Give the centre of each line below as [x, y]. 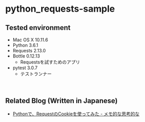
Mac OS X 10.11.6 [30, 40]
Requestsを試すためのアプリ [50, 62]
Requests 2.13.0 [29, 51]
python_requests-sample [60, 9]
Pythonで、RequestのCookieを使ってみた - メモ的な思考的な [76, 114]
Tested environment [38, 28]
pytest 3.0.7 [25, 68]
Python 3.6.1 [25, 45]
